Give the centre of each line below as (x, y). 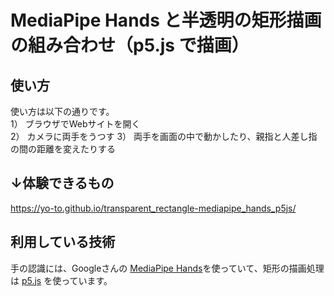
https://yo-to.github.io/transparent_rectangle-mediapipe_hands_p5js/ (153, 208)
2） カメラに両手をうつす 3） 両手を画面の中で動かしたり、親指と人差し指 (164, 136)
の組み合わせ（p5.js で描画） (130, 45)
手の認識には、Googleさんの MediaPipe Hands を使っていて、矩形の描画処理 (167, 268)
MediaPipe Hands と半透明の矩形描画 (166, 20)
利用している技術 (63, 242)
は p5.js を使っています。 (61, 280)
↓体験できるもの (62, 183)
